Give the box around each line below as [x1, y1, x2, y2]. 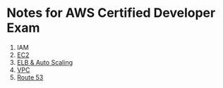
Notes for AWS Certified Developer [6, 5, 216, 21]
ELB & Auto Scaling [16, 58, 73, 66]
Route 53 [16, 73, 44, 82]
